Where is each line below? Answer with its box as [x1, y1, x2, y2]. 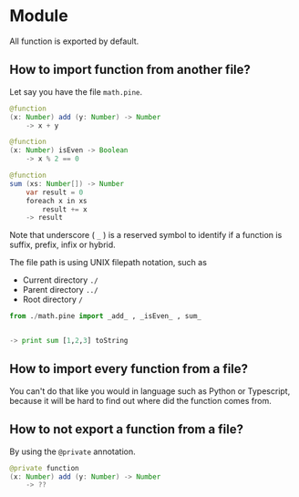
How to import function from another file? [9, 62, 251, 78]
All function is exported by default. [9, 36, 139, 47]
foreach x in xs [26, 196, 88, 205]
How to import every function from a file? [9, 361, 249, 377]
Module [9, 5, 68, 26]
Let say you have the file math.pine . [9, 86, 143, 97]
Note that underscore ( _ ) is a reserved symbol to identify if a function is [9, 230, 283, 241]
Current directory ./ [22, 274, 98, 285]
